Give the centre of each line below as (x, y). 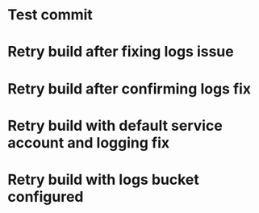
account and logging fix (89, 142)
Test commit (50, 15)
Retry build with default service (115, 125)
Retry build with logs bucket (103, 180)
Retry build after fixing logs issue (121, 52)
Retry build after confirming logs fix (129, 88)
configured (46, 196)
